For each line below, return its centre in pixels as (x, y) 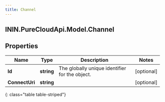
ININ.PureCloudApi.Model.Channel (60, 30)
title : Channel (21, 10)
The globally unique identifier (92, 68)
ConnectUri (21, 82)
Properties (22, 46)
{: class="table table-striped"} (36, 94)
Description (95, 60)
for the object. (75, 74)
